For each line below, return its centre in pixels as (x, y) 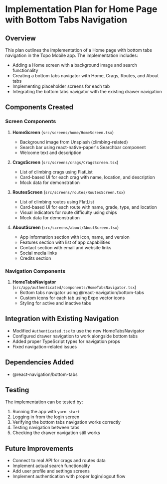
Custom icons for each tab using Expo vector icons (72, 298)
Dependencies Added (40, 362)
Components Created (39, 107)
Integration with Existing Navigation (62, 319)
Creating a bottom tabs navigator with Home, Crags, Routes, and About (85, 76)
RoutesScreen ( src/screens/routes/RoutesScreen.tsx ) (69, 192)
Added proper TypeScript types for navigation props (66, 341)
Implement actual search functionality (51, 466)
